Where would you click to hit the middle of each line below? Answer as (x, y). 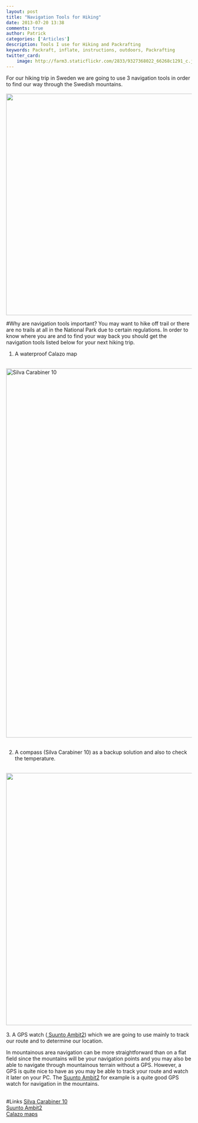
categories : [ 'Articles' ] (38, 39)
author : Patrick (26, 34)
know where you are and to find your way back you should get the (86, 336)
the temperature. (35, 758)
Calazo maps (22, 1114)
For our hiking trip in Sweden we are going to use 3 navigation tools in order (98, 78)
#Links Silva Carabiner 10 (37, 1101)
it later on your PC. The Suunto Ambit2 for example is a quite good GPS (93, 1077)
